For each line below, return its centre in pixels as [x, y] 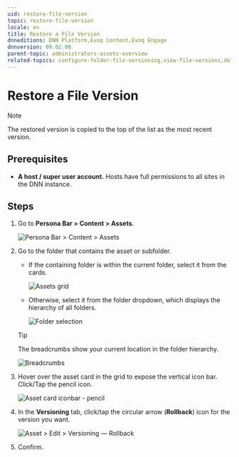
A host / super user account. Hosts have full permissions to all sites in [121, 176]
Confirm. [31, 447]
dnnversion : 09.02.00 [39, 47]
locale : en [23, 27]
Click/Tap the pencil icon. [55, 384]
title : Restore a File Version [54, 34]
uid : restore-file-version [47, 14]
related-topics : [31, 61]
